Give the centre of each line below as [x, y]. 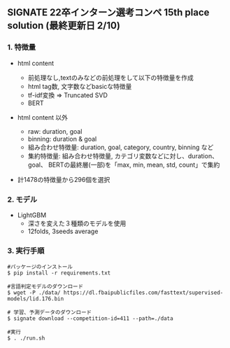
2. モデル [22, 200]
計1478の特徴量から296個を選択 [64, 179]
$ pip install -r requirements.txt [59, 273]
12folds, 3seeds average [63, 231]
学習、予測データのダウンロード [53, 313]
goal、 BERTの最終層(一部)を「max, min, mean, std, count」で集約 [124, 165]
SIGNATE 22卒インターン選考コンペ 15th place [108, 13]
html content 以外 [43, 117]
